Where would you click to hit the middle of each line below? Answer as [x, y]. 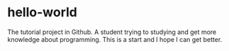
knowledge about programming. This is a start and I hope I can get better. [115, 39]
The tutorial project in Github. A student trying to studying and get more [112, 32]
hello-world [43, 12]
